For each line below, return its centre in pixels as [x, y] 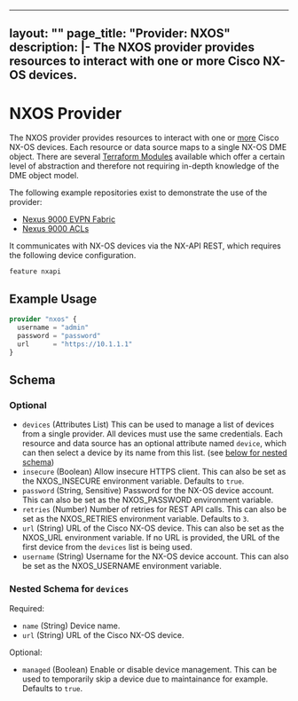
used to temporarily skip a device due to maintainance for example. [145, 679]
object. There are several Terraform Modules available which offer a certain [147, 157]
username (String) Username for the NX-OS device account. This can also [155, 556]
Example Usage [53, 299]
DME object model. [44, 176]
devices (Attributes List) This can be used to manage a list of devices [148, 425]
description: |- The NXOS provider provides [132, 47]
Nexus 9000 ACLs [55, 229]
